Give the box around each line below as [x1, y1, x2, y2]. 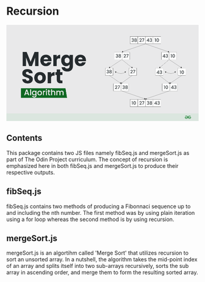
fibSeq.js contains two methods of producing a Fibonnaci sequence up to [6, 203, 191, 210]
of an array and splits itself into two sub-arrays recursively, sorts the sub [6, 262, 189, 270]
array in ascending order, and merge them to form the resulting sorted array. [6, 269, 198, 276]
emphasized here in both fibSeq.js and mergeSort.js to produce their [6, 162, 179, 169]
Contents [6, 133, 43, 143]
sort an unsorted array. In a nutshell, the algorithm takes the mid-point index [6, 256, 198, 263]
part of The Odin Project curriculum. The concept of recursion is [6, 156, 168, 163]
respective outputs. [6, 168, 55, 176]
